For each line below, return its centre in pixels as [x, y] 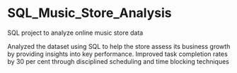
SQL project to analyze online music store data [75, 33]
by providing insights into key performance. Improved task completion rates [117, 54]
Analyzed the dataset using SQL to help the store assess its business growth [119, 46]
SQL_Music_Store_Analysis [89, 13]
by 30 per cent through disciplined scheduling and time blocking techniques [118, 61]
